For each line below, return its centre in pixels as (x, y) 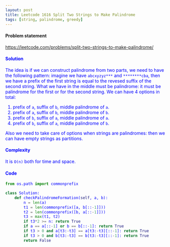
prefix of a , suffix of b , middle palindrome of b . (61, 112)
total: (11, 97)
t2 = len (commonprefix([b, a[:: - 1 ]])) (65, 212)
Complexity (18, 150)
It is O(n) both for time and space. (41, 161)
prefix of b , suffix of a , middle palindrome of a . (61, 118)
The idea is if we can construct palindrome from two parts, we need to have (85, 70)
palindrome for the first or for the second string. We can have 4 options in (82, 92)
